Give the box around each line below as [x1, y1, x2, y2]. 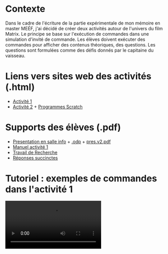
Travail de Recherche [12, 149, 58, 155]
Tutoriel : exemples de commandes [5, 173, 157, 184]
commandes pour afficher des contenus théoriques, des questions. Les [5, 41, 156, 48]
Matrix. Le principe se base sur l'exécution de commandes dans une [5, 31, 149, 37]
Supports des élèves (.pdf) [5, 122, 121, 133]
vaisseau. [5, 52, 26, 59]
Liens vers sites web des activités [5, 71, 152, 82]
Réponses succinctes [12, 154, 58, 161]
